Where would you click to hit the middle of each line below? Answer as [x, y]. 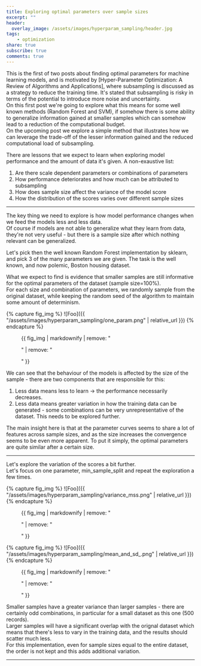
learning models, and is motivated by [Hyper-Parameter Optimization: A [94, 80]
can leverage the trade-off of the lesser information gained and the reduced [100, 137]
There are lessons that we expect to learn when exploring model [86, 155]
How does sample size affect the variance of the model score [90, 191]
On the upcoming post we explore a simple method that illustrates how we [98, 130]
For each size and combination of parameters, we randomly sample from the [100, 289]
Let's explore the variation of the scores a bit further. [71, 464]
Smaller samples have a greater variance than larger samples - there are [95, 606]
